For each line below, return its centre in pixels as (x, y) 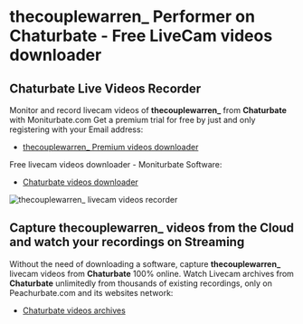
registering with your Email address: (76, 129)
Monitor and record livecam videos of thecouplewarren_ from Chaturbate (148, 110)
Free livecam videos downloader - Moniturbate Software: (116, 164)
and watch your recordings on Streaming (127, 242)
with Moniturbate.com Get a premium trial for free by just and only (133, 120)
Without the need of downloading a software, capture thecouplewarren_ (145, 263)
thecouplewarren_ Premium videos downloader (110, 147)
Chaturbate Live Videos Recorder (105, 88)
